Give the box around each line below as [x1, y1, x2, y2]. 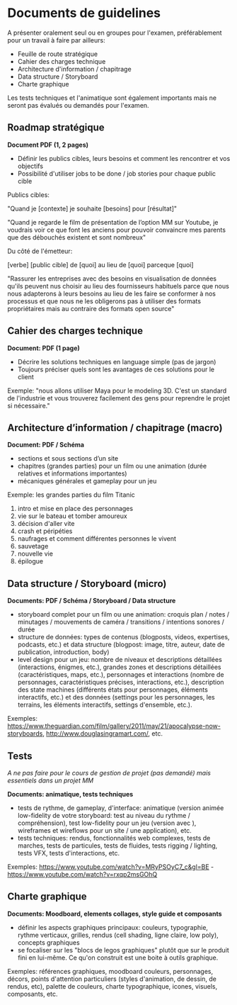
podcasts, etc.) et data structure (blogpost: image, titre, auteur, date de [17, 640, 225, 649]
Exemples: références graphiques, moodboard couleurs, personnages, [7, 967, 214, 975]
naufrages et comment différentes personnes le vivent [17, 534, 177, 543]
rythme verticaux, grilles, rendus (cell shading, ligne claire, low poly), [17, 931, 219, 939]
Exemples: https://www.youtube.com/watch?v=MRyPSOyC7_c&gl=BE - [7, 863, 214, 871]
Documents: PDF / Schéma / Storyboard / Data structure [7, 597, 176, 605]
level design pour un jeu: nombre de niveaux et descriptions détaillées [17, 656, 223, 664]
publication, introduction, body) [17, 648, 110, 656]
